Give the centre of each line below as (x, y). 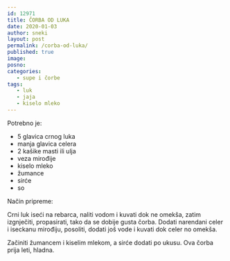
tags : (15, 84)
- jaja (26, 97)
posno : (17, 65)
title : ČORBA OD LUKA (38, 20)
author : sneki (28, 33)
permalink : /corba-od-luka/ (48, 46)
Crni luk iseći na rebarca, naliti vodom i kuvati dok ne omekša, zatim (104, 214)
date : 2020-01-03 (32, 26)
